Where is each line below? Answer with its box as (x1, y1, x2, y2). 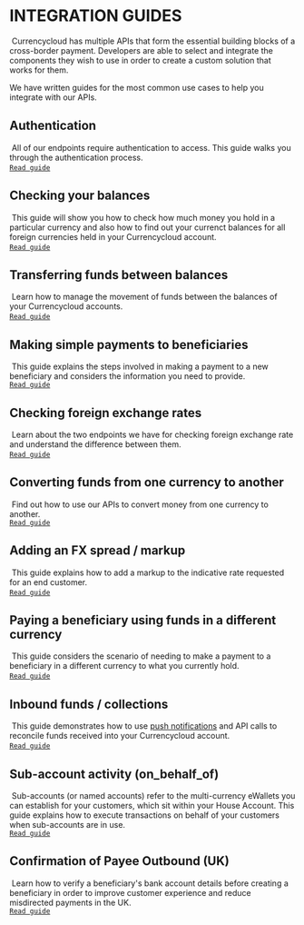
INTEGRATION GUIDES (9, 5, 182, 26)
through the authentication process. (9, 152, 143, 163)
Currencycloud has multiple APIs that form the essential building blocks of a (11, 35, 296, 46)
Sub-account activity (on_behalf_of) (9, 766, 220, 781)
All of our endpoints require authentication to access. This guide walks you (11, 142, 292, 153)
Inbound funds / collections (9, 696, 169, 711)
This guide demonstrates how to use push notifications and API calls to (11, 721, 278, 731)
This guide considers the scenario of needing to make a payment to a (11, 651, 271, 661)
